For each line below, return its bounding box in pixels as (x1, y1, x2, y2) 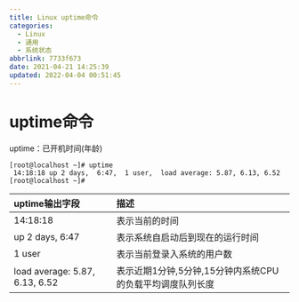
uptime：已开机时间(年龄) (9, 143, 103, 154)
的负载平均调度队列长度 (116, 277, 215, 290)
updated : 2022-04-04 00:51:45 (9, 71, 122, 80)
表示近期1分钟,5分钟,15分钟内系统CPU (116, 264, 279, 276)
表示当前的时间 (116, 214, 180, 226)
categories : (9, 21, 53, 30)
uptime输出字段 (13, 197, 80, 210)
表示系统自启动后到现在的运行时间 (116, 231, 260, 243)
